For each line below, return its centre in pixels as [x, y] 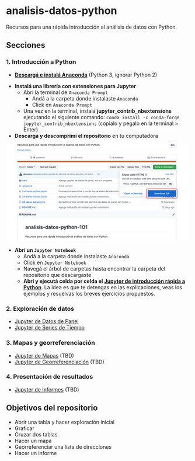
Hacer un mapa [33, 441]
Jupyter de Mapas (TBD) [44, 355]
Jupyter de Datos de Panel [46, 321]
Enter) [31, 129]
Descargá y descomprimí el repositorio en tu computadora [86, 136]
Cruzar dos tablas [36, 434]
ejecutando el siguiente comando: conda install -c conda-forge [101, 117]
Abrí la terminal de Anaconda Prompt [66, 92]
